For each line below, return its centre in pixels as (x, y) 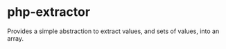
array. (16, 38)
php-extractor (49, 12)
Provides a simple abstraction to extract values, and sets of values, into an (113, 31)
